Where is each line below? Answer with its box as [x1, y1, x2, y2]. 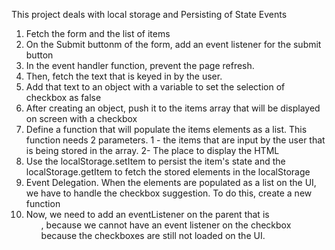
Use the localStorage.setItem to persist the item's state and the [25, 155, 286, 167]
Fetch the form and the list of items [25, 28, 171, 39]
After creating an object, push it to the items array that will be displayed [25, 102, 321, 114]
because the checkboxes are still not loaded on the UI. [40, 230, 266, 241]
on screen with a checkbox [25, 113, 138, 124]
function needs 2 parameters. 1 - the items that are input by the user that [25, 134, 326, 146]
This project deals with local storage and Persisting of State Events [11, 9, 288, 20]
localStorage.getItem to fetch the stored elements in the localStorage [25, 166, 311, 178]
